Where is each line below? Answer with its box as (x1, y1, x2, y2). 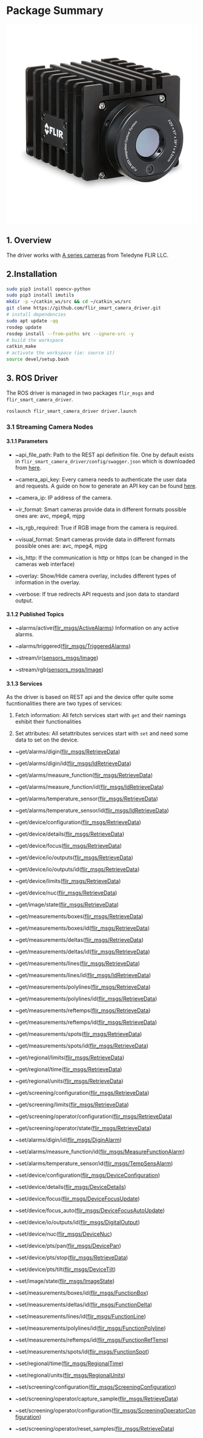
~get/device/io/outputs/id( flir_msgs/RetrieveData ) (15, 866, 140, 873)
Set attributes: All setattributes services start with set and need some (15, 730, 189, 737)
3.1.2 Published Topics (6, 611, 64, 618)
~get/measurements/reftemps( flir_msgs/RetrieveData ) (15, 1007, 151, 1014)
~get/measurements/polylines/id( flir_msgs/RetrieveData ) (15, 995, 158, 1003)
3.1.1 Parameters (6, 438, 48, 445)
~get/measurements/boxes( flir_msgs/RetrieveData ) (15, 913, 144, 920)
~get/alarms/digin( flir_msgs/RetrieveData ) (15, 748, 121, 755)
